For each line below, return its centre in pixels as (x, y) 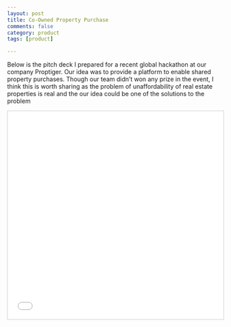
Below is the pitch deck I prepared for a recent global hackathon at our (107, 65)
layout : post (26, 13)
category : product (33, 33)
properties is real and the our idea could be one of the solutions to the (106, 94)
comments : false (30, 26)
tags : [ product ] (30, 39)
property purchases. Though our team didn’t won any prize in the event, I (110, 79)
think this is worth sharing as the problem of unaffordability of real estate (110, 87)
